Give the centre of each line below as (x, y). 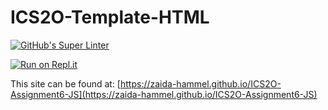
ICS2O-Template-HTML (110, 17)
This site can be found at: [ (65, 83)
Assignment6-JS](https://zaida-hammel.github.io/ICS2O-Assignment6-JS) (164, 94)
